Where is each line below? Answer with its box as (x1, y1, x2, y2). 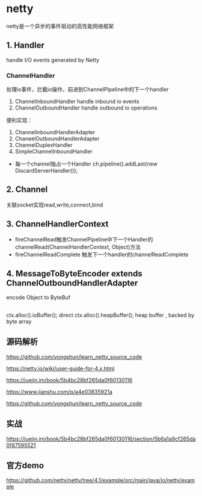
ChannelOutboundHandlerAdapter (6, 278, 138, 288)
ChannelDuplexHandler (14, 141, 73, 149)
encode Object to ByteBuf (6, 294, 71, 301)
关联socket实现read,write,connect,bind (6, 201, 103, 208)
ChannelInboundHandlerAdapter (14, 129, 96, 136)
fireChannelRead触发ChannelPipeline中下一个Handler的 (14, 235, 153, 243)
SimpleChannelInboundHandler (14, 148, 93, 155)
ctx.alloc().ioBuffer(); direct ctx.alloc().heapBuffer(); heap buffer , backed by (6, 311, 195, 318)
